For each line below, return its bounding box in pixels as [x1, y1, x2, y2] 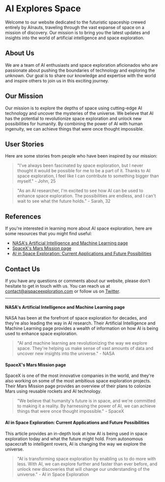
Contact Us [5, 265, 40, 273]
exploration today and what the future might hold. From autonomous [5, 435, 143, 442]
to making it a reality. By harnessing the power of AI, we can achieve [17, 403, 156, 409]
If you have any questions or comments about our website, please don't [5, 278, 150, 284]
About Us [5, 49, 34, 57]
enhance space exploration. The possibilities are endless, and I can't [17, 193, 156, 199]
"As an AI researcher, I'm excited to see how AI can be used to [17, 187, 143, 194]
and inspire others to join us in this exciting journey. [5, 78, 110, 83]
